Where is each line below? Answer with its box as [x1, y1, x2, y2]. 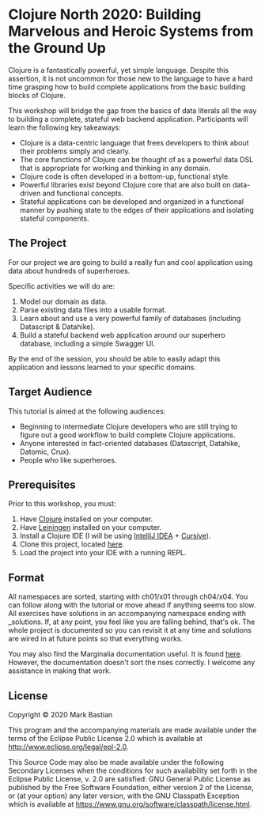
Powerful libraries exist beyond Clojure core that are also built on [19, 180, 231, 189]
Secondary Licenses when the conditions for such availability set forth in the [8, 766, 258, 775]
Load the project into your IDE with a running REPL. [19, 548, 187, 558]
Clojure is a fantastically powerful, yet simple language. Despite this [8, 65, 229, 74]
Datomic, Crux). [19, 447, 71, 456]
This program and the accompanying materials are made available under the [8, 725, 257, 735]
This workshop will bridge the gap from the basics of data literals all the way [8, 105, 257, 115]
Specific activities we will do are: [8, 281, 115, 290]
